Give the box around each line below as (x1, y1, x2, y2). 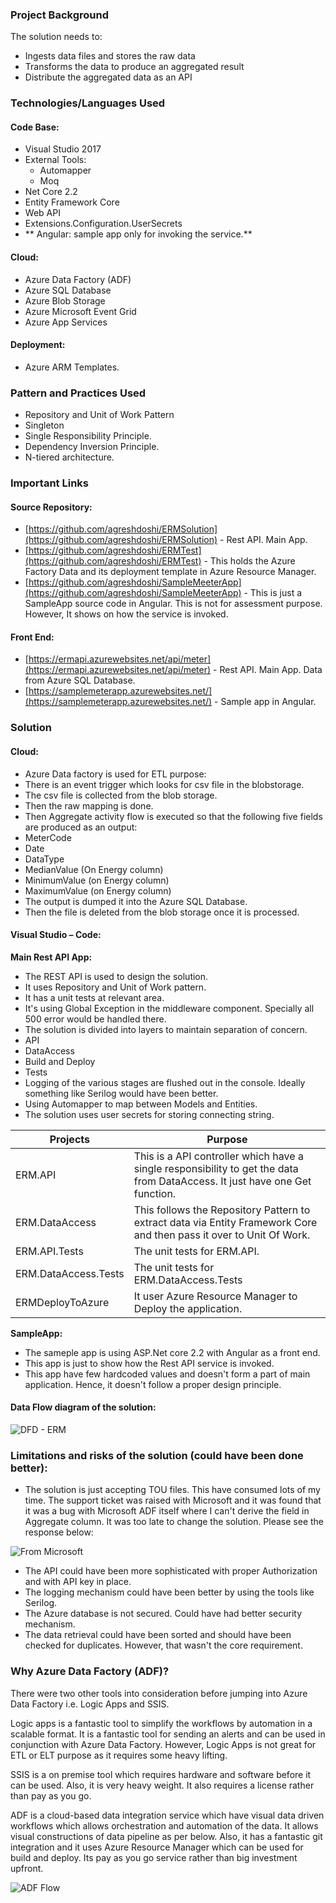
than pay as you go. (10, 1789, 92, 1802)
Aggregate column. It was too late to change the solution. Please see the (24, 1516, 325, 1528)
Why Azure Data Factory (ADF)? (10, 1664, 170, 1678)
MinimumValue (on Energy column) (24, 874, 170, 886)
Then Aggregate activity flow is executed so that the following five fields (24, 810, 323, 822)
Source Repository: (10, 501, 93, 513)
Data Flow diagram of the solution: (10, 1401, 157, 1413)
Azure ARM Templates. (24, 361, 120, 373)
